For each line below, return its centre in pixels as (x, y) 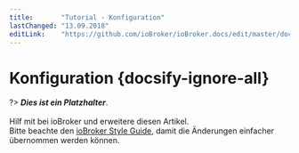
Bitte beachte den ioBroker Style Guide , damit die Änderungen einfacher (141, 131)
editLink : (28, 34)
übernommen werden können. (65, 141)
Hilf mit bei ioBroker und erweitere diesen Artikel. (99, 122)
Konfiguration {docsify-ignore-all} (139, 78)
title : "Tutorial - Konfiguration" (87, 17)
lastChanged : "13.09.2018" (59, 26)
